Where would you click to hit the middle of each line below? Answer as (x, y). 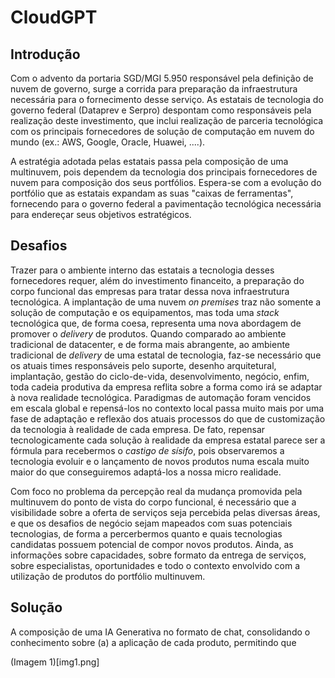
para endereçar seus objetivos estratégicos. (101, 214)
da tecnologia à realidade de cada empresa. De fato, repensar (138, 429)
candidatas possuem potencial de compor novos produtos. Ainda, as (152, 544)
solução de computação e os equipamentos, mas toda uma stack (145, 312)
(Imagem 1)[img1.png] (55, 662)
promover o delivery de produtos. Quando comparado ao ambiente (148, 333)
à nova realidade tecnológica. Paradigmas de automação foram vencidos (161, 397)
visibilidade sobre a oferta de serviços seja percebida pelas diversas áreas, (165, 512)
